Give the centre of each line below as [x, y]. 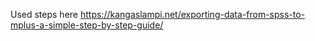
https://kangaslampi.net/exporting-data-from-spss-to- [192, 14]
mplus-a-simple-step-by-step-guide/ [87, 25]
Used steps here [44, 14]
